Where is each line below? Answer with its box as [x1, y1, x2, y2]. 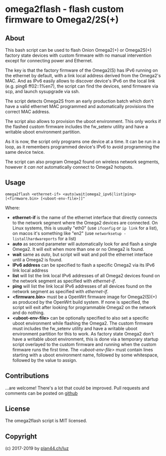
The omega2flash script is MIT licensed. [5, 418, 88, 424]
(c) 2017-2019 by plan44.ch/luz [5, 446, 69, 452]
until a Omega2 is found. [12, 256, 63, 262]
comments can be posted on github [5, 390, 78, 396]
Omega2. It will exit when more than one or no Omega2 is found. [12, 246, 145, 252]
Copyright [5, 432, 37, 441]
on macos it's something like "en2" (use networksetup [12, 230, 122, 236]
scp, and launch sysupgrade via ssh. [5, 89, 80, 94]
